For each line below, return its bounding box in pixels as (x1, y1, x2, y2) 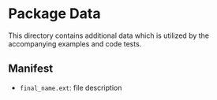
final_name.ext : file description (19, 83, 122, 92)
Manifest (8, 62, 54, 76)
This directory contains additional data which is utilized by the (8, 31, 210, 40)
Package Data (8, 5, 101, 23)
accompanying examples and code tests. (8, 39, 142, 48)
